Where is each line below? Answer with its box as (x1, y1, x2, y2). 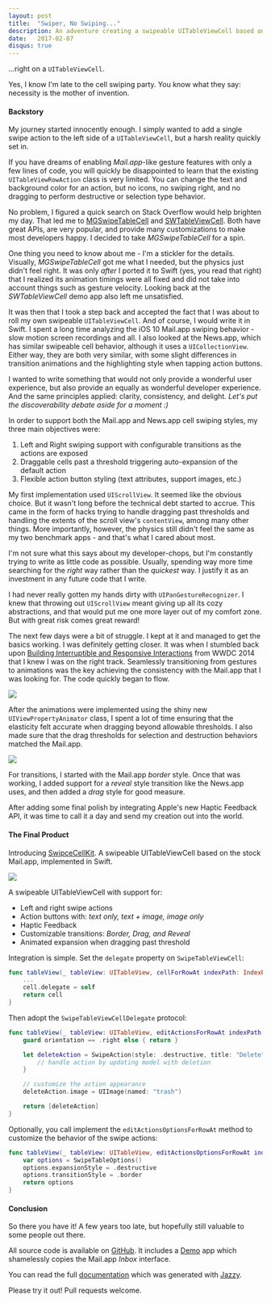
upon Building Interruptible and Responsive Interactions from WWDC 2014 (8, 648, 256, 658)
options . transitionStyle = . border (23, 1171, 143, 1179)
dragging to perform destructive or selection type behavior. (8, 191, 206, 202)
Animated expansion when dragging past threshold (19, 937, 190, 947)
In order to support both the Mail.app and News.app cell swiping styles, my (8, 416, 258, 425)
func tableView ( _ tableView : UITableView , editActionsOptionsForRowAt (8, 1148, 251, 1157)
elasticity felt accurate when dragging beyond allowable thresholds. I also (8, 722, 253, 731)
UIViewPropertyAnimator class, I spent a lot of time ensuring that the (8, 714, 234, 723)
